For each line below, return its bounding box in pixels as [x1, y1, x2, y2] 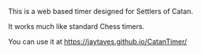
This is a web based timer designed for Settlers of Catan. [8, 7, 193, 16]
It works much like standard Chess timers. [8, 22, 145, 31]
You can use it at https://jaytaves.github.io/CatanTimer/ [8, 37, 188, 46]
